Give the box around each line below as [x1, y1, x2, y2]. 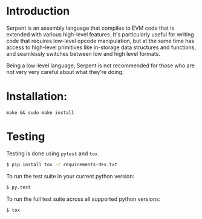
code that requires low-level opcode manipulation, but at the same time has [6, 37, 195, 44]
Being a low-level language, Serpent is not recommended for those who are [6, 62, 195, 69]
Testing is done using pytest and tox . [6, 150, 100, 157]
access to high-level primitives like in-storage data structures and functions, [6, 44, 197, 51]
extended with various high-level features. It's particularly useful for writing [6, 30, 195, 38]
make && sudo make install [6, 109, 74, 116]
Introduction [6, 4, 70, 18]
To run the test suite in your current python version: [6, 172, 135, 180]
